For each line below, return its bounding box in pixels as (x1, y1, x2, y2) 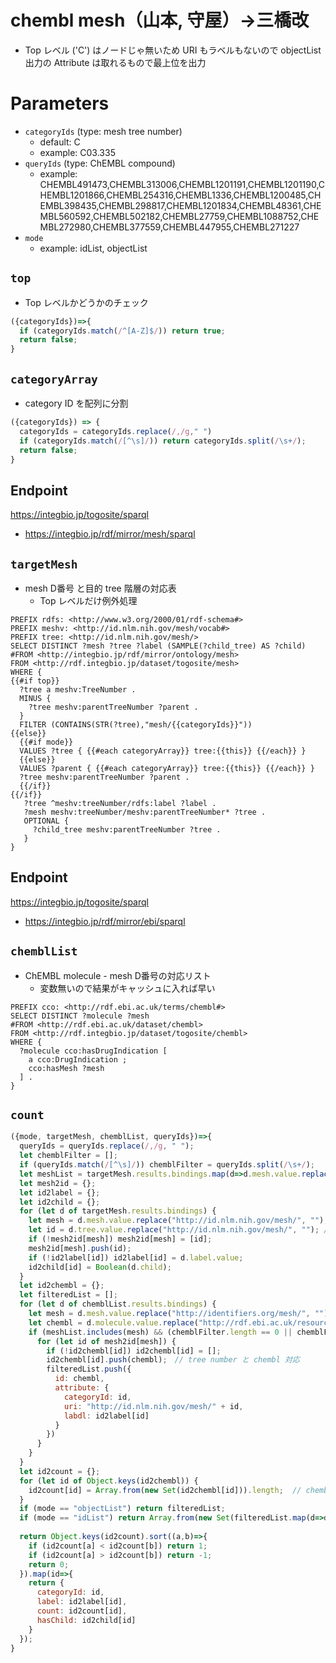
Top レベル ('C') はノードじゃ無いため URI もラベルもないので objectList (24, 44, 322, 56)
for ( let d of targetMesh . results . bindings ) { (19, 1206, 217, 1216)
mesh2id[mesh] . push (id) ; (28, 1243, 132, 1253)
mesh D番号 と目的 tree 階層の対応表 (24, 582, 177, 594)
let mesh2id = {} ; (19, 1178, 97, 1188)
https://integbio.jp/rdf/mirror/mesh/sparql (24, 528, 196, 540)
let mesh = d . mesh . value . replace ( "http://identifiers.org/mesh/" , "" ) (28, 1309, 329, 1319)
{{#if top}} (10, 676, 60, 686)
